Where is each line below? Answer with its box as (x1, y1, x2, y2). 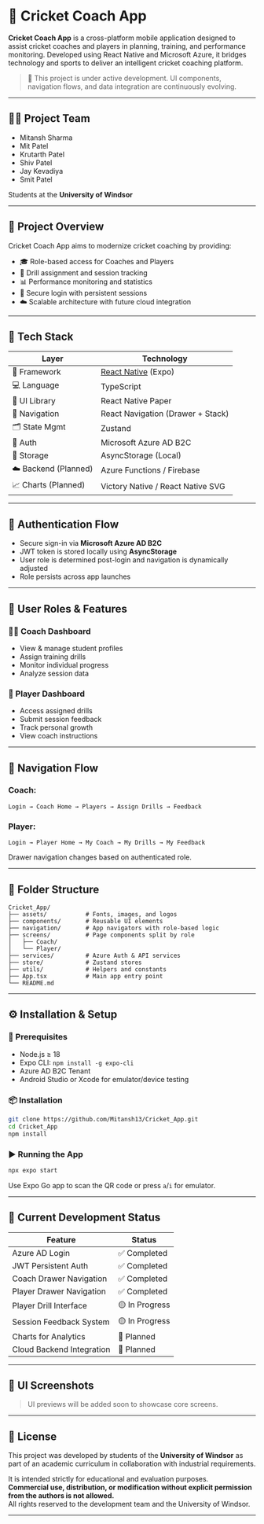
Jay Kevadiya (19, 166, 64, 175)
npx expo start (8, 1166, 58, 1174)
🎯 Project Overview (8, 220, 104, 234)
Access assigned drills (19, 706, 93, 716)
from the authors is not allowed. (8, 1491, 115, 1500)
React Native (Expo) (101, 366, 175, 377)
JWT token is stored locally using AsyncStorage (19, 547, 178, 557)
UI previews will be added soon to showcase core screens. (27, 1400, 218, 1409)
